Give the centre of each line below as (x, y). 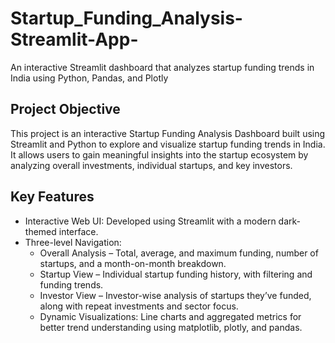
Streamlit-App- (74, 39)
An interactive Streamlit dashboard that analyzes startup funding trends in (162, 67)
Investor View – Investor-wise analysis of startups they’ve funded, (175, 295)
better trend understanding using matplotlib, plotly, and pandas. (171, 327)
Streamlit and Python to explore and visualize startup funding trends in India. (168, 144)
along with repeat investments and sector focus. (139, 306)
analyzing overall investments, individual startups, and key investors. (151, 165)
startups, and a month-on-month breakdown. (133, 263)
